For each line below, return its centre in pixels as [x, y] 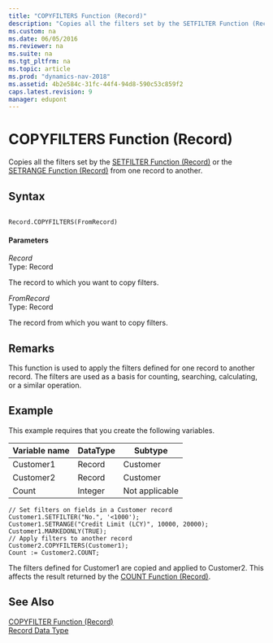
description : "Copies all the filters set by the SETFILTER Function [129, 24]
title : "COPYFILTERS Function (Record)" [78, 16]
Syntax [27, 196]
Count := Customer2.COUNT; [54, 553]
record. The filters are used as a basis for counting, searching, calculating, [133, 377]
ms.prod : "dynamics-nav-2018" [60, 77]
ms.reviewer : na [36, 46]
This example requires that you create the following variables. [112, 430]
